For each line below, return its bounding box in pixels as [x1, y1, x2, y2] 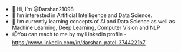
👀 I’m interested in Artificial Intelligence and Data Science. [11, 12, 153, 19]
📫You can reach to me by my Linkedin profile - [11, 31, 127, 37]
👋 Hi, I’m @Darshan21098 [11, 6, 74, 12]
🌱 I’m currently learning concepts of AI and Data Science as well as [11, 18, 175, 25]
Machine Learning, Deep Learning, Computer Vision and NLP [11, 24, 160, 31]
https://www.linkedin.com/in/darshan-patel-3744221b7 [11, 39, 146, 46]
